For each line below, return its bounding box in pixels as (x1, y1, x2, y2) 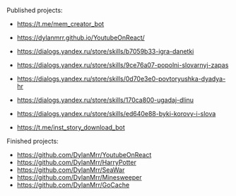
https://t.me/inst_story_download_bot (16, 123, 125, 132)
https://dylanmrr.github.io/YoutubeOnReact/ (16, 33, 146, 42)
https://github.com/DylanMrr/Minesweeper (16, 173, 142, 181)
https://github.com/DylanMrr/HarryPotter (16, 158, 137, 166)
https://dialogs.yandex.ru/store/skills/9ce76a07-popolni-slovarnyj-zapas (16, 61, 229, 69)
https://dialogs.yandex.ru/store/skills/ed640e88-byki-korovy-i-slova (16, 110, 216, 117)
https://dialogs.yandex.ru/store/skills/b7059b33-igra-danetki (16, 47, 194, 55)
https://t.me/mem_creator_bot (16, 20, 105, 28)
